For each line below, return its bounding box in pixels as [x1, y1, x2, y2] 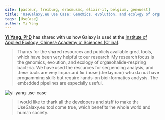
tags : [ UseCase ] [5, 16, 38, 21]
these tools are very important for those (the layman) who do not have [17, 70, 160, 76]
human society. [17, 110, 49, 116]
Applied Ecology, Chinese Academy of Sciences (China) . [5, 40, 120, 46]
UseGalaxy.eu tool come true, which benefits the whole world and [17, 104, 151, 110]
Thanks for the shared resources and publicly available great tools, [17, 49, 153, 55]
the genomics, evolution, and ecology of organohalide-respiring [17, 59, 146, 65]
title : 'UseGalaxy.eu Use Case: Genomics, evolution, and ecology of [5, 12, 151, 17]
